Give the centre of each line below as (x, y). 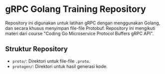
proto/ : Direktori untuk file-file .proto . (51, 61)
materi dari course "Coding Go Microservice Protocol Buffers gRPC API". (80, 33)
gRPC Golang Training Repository (76, 9)
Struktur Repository (37, 49)
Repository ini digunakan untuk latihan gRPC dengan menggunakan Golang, (83, 23)
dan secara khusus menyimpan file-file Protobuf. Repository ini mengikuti (80, 28)
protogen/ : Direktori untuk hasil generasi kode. (60, 66)
